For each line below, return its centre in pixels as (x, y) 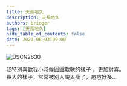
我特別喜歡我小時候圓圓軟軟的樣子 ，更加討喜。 (65, 69)
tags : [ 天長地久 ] (26, 29)
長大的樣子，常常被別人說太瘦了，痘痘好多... (62, 77)
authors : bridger (28, 23)
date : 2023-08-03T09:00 (36, 40)
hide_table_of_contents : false (46, 34)
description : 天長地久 (33, 17)
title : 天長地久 (25, 12)
